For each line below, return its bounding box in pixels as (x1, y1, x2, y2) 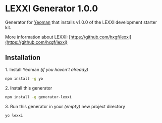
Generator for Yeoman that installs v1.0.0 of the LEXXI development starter (5, 19, 157, 25)
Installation (5, 54, 41, 62)
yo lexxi (5, 113, 23, 118)
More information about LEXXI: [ (5, 34, 71, 40)
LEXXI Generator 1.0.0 (5, 3, 98, 14)
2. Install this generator (5, 85, 53, 91)
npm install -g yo (5, 76, 43, 81)
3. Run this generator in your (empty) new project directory (5, 103, 125, 109)
